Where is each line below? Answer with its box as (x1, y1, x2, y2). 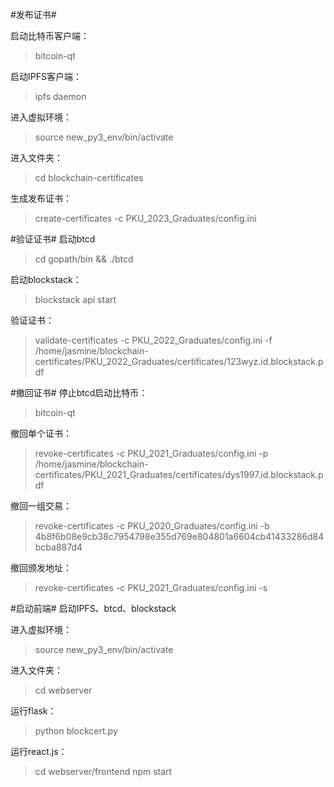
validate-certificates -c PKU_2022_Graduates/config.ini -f (34, 334, 273, 346)
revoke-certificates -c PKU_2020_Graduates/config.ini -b (34, 520, 270, 532)
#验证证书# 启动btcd (10, 233, 96, 245)
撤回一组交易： (10, 500, 72, 512)
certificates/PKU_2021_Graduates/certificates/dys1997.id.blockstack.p (34, 469, 324, 480)
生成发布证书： (10, 193, 72, 204)
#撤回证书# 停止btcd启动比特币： (10, 387, 148, 398)
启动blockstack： (10, 274, 82, 285)
